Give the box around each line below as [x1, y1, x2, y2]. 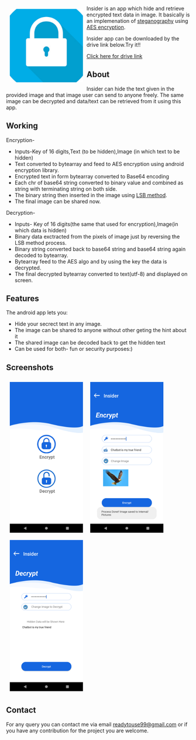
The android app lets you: [6, 309, 68, 316]
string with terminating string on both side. [14, 185, 118, 192]
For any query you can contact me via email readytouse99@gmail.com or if [6, 721, 188, 728]
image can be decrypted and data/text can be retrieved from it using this [6, 97, 181, 104]
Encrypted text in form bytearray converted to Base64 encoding [14, 173, 170, 180]
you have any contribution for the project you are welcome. [6, 727, 149, 734]
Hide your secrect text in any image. [14, 320, 102, 327]
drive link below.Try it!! [87, 41, 141, 48]
